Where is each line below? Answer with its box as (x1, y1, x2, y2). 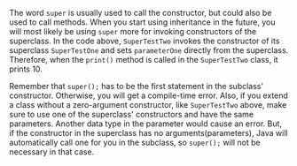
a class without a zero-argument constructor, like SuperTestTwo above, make (9, 100, 287, 109)
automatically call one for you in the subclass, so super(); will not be (9, 137, 262, 147)
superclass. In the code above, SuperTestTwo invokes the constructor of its (9, 35, 280, 46)
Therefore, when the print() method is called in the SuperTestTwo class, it (9, 55, 278, 64)
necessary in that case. (9, 147, 95, 157)
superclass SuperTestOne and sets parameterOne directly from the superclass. (9, 45, 289, 56)
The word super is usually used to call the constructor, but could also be (9, 8, 272, 18)
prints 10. (9, 64, 43, 74)
